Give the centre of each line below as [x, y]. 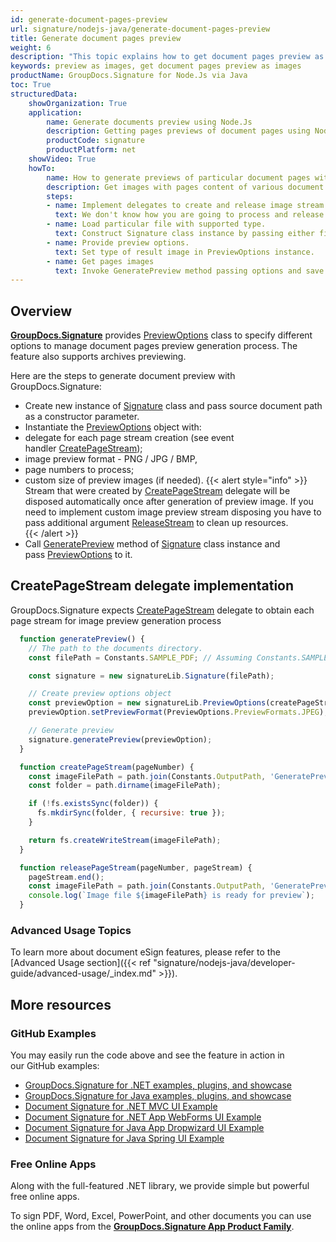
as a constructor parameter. [82, 417]
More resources [61, 1004]
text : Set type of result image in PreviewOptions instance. [184, 252]
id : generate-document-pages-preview [89, 19]
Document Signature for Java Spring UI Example [124, 1138]
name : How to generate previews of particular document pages [178, 177]
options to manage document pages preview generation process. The [154, 346]
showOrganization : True [78, 103]
